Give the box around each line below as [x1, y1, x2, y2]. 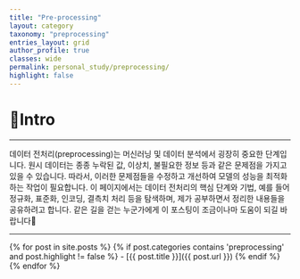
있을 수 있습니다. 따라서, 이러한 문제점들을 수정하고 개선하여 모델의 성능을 [9, 170, 264, 181]
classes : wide [9, 54, 62, 63]
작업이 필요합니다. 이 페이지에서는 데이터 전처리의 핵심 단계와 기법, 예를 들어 [25, 182, 290, 193]
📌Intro [9, 109, 55, 129]
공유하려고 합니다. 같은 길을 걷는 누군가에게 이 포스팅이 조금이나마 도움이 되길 [9, 204, 279, 215]
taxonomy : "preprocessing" [9, 29, 110, 38]
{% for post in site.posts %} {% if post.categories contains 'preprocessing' [9, 242, 285, 252]
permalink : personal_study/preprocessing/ [9, 63, 170, 72]
